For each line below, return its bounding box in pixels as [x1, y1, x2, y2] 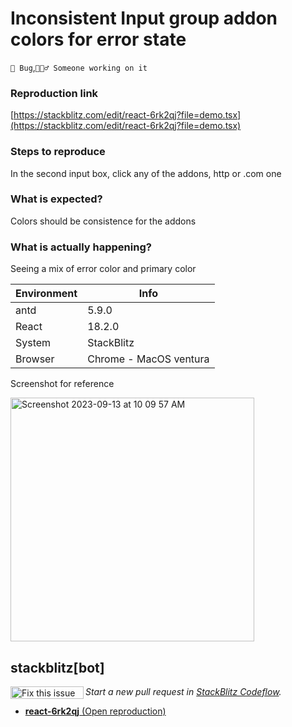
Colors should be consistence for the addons [10, 215, 197, 227]
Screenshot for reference [10, 378, 115, 390]
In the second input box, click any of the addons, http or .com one [10, 167, 282, 179]
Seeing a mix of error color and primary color [10, 263, 197, 275]
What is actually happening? [10, 240, 152, 254]
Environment [15, 287, 78, 301]
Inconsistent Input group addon [10, 7, 278, 30]
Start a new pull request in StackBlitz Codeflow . [85, 685, 282, 697]
